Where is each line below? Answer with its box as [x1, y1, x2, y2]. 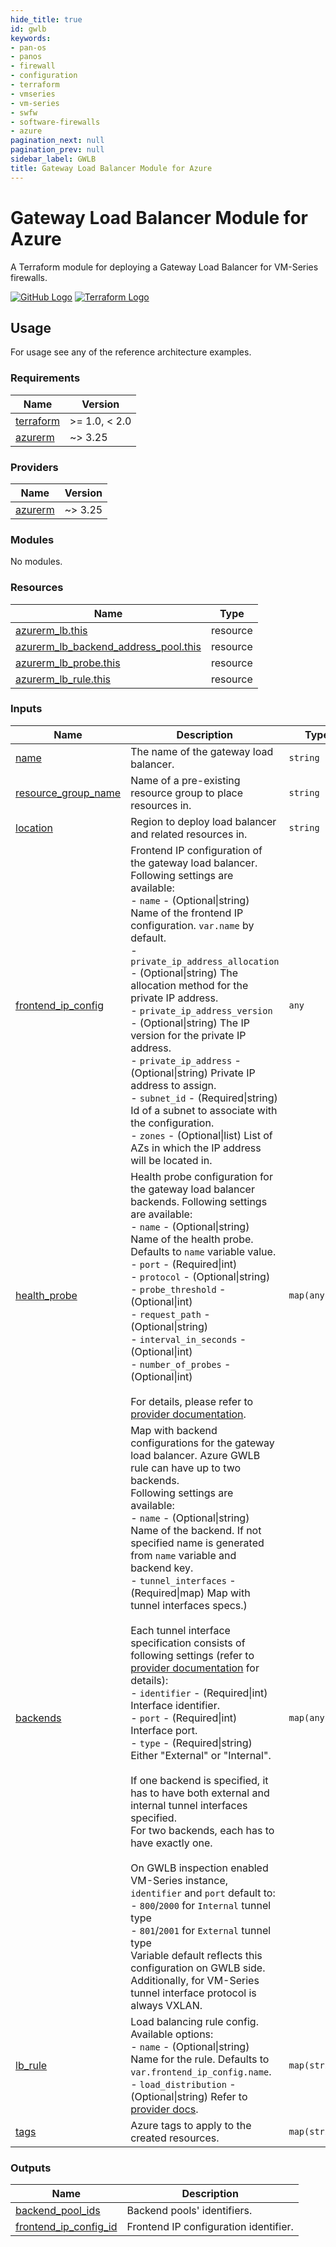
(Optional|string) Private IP [130, 1066, 256, 1080]
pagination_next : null [10, 136, 105, 146]
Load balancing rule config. [130, 2014, 259, 2028]
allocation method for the [130, 978, 249, 992]
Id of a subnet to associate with [130, 1103, 278, 1117]
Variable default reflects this [130, 1948, 263, 1962]
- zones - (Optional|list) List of [130, 1128, 273, 1142]
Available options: [130, 2027, 214, 2041]
